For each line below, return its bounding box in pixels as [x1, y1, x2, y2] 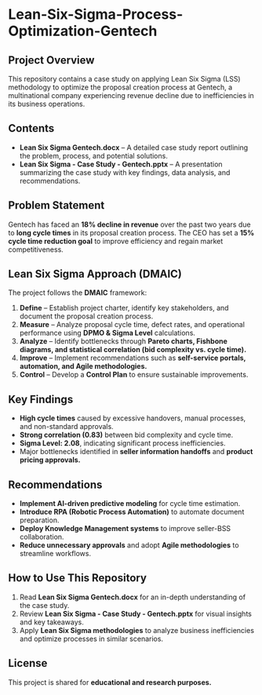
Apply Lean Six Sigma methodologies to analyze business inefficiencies [19, 625, 255, 635]
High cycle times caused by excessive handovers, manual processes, [19, 413, 246, 423]
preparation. [19, 515, 60, 525]
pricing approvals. [19, 455, 81, 464]
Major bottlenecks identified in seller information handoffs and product [19, 447, 253, 457]
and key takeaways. [19, 617, 84, 627]
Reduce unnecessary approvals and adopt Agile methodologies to [19, 540, 239, 550]
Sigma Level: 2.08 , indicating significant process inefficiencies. [19, 438, 226, 448]
